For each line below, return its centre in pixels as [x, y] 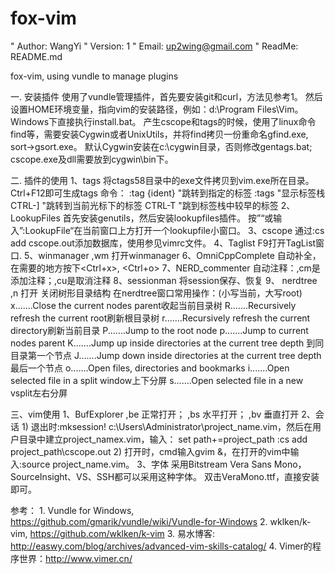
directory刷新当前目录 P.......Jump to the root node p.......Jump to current [159, 330]
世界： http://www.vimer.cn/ [75, 558]
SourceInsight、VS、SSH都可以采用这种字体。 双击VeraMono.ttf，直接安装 [165, 476]
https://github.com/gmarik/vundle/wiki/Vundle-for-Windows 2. [139, 521]
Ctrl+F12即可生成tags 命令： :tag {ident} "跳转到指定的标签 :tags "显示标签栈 [168, 193]
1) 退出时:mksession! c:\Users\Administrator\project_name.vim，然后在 [167, 426]
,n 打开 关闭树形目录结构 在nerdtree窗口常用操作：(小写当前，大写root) [156, 293]
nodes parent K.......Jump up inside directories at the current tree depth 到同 [167, 343]
